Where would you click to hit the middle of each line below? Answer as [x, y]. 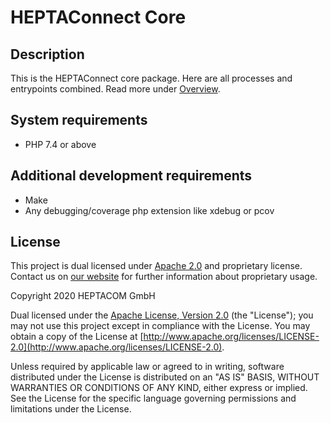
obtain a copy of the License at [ [77, 337]
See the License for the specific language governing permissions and [153, 398]
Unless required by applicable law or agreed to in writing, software [147, 367]
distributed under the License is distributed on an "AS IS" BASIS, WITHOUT [165, 377]
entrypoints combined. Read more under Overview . [115, 89]
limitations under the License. [71, 409]
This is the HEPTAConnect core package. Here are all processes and [151, 78]
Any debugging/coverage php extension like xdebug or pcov [149, 210]
